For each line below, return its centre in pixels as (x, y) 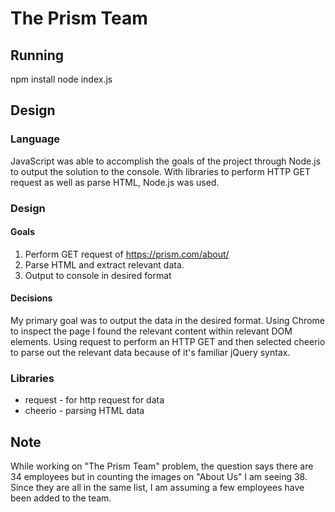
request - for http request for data (94, 400)
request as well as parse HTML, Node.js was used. (115, 182)
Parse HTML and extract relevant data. (104, 264)
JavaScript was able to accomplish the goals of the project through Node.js (166, 161)
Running (37, 55)
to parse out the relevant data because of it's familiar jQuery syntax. (150, 353)
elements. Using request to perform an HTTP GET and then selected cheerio (168, 342)
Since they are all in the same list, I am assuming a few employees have (157, 488)
